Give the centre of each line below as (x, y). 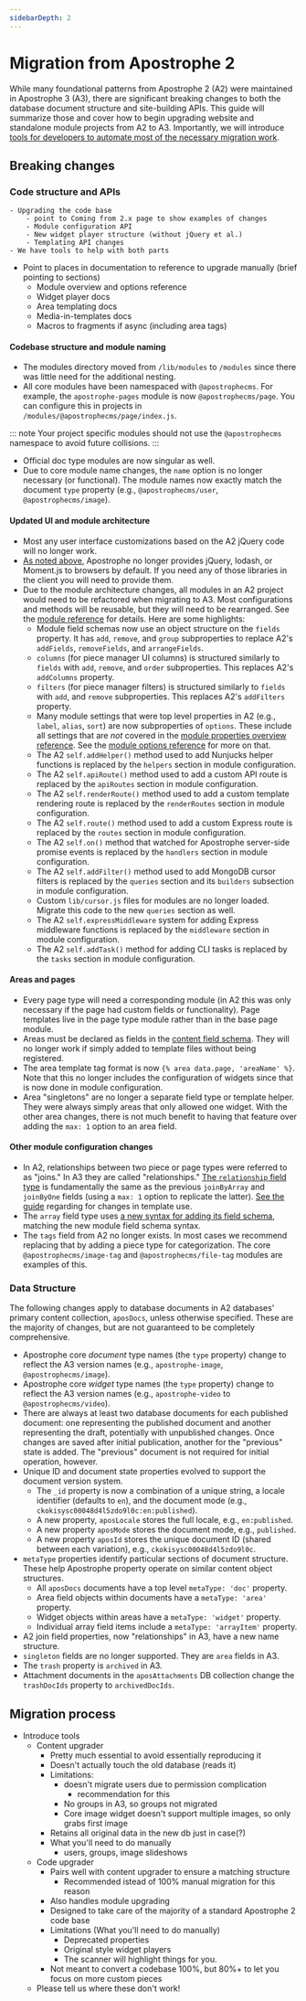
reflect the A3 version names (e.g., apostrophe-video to (127, 1394)
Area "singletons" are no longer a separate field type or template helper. (158, 1097)
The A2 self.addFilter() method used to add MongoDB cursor (156, 871)
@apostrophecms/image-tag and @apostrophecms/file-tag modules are (153, 1255)
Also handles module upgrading (110, 1901)
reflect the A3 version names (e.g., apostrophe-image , (123, 1365)
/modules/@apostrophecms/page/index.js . (100, 416)
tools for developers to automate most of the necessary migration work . (145, 137)
